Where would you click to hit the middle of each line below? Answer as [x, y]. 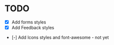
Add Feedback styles [33, 28]
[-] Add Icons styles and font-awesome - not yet [60, 38]
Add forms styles [29, 22]
